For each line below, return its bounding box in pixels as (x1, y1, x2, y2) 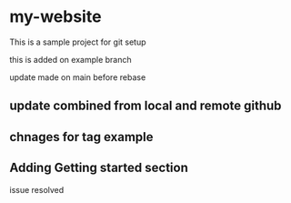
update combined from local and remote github (9, 98, 282, 114)
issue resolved (9, 184, 65, 195)
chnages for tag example (9, 129, 154, 145)
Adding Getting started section (9, 160, 188, 176)
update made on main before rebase (9, 71, 146, 83)
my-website (9, 6, 102, 27)
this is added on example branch (9, 54, 132, 65)
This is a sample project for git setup (9, 36, 147, 47)
